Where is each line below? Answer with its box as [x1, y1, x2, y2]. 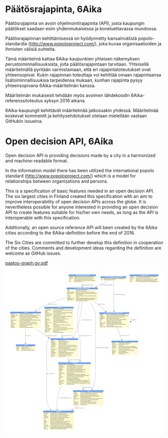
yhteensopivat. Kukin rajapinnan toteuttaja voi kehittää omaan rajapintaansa [5, 71, 161, 78]
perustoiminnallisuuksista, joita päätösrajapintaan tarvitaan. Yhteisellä [5, 61, 149, 67]
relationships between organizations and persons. [5, 178, 109, 184]
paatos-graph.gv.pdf [5, 260, 48, 266]
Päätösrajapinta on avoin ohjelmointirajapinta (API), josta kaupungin [5, 20, 145, 26]
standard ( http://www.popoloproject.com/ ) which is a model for [5, 173, 136, 179]
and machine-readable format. [5, 158, 69, 164]
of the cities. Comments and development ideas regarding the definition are [5, 245, 161, 251]
